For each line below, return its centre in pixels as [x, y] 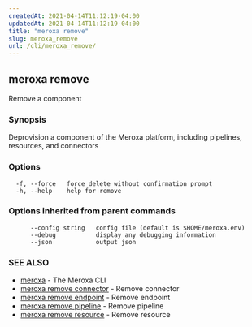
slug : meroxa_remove [43, 39]
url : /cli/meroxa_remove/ [52, 46]
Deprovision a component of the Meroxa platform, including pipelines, [125, 137]
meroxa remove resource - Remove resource [95, 315]
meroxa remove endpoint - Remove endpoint [95, 298]
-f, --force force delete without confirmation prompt [114, 183]
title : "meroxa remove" [49, 31]
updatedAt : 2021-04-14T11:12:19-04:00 [74, 24]
